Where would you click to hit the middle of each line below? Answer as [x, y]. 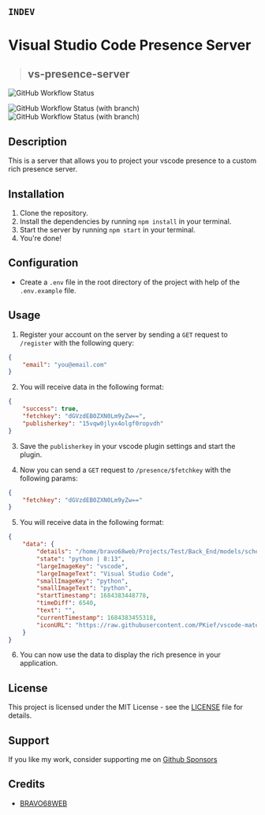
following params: [49, 478]
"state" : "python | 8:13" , [81, 559]
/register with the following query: [77, 342]
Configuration [43, 263]
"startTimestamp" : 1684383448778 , [93, 596]
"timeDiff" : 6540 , [67, 603]
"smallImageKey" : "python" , [82, 581]
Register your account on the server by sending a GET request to [124, 334]
